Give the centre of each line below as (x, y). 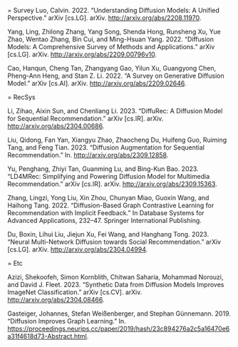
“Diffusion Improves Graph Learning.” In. (67, 321)
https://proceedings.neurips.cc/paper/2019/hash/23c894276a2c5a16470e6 (119, 328)
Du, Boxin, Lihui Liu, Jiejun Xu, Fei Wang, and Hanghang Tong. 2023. (108, 234)
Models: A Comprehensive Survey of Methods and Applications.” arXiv (111, 47)
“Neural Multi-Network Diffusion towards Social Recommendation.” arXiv (114, 242)
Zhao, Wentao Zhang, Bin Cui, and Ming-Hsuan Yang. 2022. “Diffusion (111, 39)
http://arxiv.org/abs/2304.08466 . (56, 300)
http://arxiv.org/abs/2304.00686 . (56, 126)
